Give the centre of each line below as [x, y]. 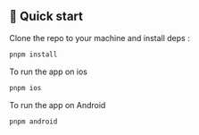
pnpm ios [25, 88]
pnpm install [33, 55]
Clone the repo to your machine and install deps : [99, 38]
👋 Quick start [46, 17]
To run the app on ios [48, 72]
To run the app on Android [58, 105]
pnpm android [33, 122]
